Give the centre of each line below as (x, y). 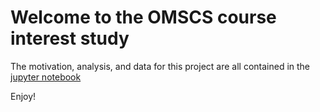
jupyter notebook (46, 77)
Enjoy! (23, 96)
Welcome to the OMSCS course (143, 17)
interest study (70, 38)
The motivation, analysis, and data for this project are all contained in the (160, 66)
